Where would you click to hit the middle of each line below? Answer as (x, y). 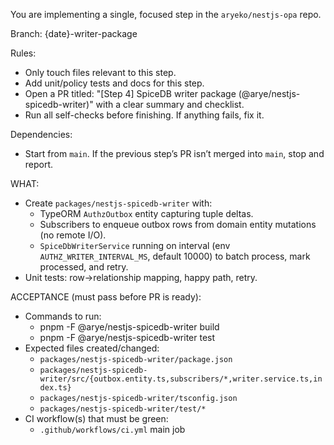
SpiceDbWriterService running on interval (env (135, 245)
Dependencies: (41, 134)
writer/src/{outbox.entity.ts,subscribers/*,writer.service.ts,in (181, 379)
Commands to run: (63, 316)
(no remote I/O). (73, 235)
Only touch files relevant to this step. (100, 72)
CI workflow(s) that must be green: (96, 418)
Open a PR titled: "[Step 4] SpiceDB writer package (130, 93)
